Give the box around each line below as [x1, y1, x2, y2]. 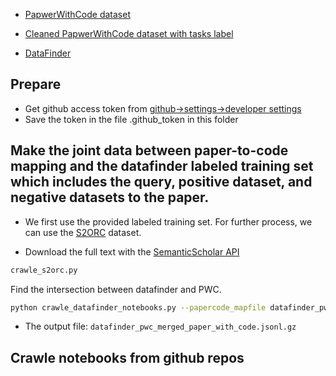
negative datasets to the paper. [10, 189, 210, 206]
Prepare [10, 76, 62, 93]
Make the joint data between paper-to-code [10, 142, 289, 159]
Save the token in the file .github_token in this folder [24, 113, 239, 125]
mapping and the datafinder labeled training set [10, 158, 314, 175]
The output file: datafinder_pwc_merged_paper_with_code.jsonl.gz [24, 320, 297, 333]
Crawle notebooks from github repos [10, 349, 245, 366]
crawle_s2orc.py [10, 265, 78, 275]
